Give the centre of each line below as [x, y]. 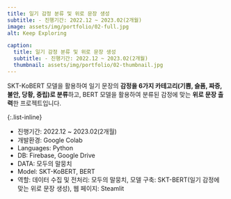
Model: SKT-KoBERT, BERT [56, 171]
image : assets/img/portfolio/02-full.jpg [68, 26]
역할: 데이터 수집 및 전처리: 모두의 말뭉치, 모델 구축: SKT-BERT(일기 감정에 [118, 180]
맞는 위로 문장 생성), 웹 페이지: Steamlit [71, 188]
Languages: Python [45, 148]
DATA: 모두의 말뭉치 [45, 164]
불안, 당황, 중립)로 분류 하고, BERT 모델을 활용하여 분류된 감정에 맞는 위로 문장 [112, 94]
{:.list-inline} [25, 117]
